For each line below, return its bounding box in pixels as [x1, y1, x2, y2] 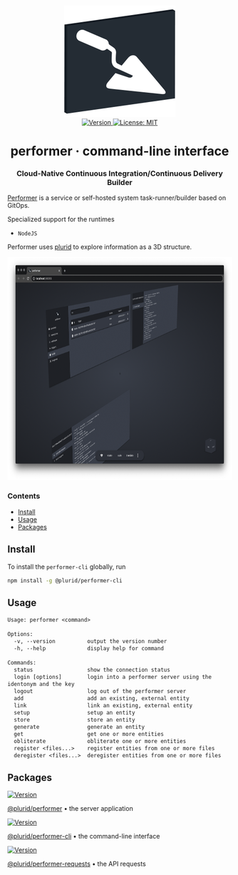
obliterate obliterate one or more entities [14, 738, 187, 745]
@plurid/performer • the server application [7, 804, 133, 813]
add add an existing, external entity [14, 695, 190, 702]
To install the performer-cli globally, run [7, 562, 126, 571]
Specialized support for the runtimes [7, 215, 115, 223]
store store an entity [14, 717, 135, 724]
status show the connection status [14, 667, 171, 674]
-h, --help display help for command [14, 645, 164, 652]
